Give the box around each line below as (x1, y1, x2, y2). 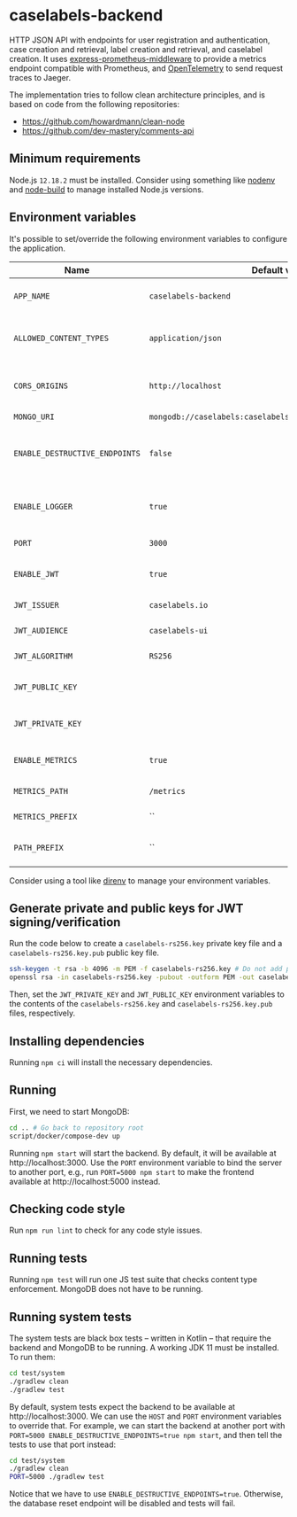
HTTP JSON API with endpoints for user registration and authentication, (9, 35, 270, 45)
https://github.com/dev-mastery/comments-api (21, 125, 194, 136)
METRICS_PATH (13, 786, 69, 796)
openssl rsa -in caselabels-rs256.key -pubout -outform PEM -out (9, 973, 255, 982)
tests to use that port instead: (9, 1439, 117, 1450)
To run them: (9, 1351, 56, 1362)
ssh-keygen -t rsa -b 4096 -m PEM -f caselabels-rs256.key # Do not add (9, 965, 283, 974)
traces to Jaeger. (9, 72, 72, 82)
